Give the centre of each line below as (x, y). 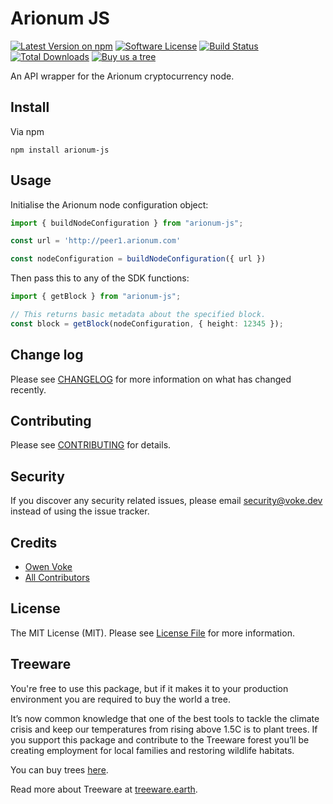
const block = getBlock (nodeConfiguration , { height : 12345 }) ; (147, 323)
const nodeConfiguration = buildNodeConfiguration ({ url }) (138, 259)
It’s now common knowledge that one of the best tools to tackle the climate (165, 718)
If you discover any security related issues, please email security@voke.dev (166, 501)
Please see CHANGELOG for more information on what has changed (151, 379)
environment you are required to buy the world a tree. (120, 699)
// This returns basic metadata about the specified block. (138, 315)
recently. (28, 389)
